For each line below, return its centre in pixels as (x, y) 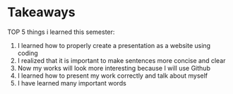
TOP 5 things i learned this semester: (61, 32)
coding (28, 53)
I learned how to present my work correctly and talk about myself (113, 76)
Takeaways (41, 12)
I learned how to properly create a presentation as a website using (114, 45)
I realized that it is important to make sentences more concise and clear (121, 60)
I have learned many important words (72, 83)
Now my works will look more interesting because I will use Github (114, 68)
